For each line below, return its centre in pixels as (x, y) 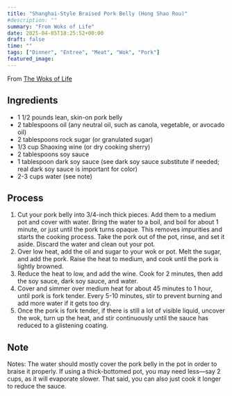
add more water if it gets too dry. (64, 304)
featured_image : (31, 59)
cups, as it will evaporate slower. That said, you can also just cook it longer (114, 379)
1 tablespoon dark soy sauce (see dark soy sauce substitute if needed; (118, 161)
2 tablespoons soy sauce (53, 154)
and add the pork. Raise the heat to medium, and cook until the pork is (118, 259)
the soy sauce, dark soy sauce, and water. (78, 281)
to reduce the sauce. (37, 386)
